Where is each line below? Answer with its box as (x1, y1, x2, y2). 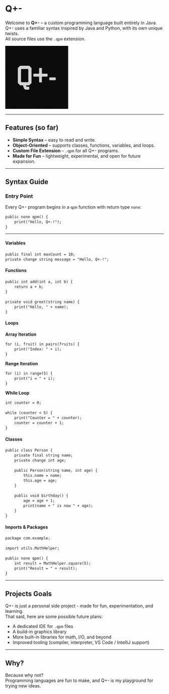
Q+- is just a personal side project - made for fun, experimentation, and (5, 603, 153, 609)
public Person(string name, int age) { (14, 468, 98, 473)
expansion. (12, 158, 36, 164)
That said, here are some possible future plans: (5, 613, 103, 620)
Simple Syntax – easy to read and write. (12, 137, 96, 143)
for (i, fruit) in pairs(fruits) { (5, 342, 80, 347)
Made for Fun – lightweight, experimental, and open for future (12, 153, 141, 159)
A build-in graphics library (12, 628, 67, 635)
